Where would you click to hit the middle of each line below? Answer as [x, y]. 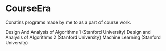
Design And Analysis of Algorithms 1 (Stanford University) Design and [78, 32]
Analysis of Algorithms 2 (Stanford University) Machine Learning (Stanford [83, 37]
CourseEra [28, 9]
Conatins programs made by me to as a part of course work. [68, 22]
